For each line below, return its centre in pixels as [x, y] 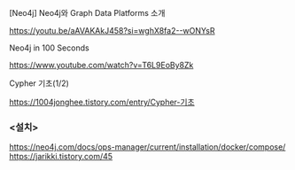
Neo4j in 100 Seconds [50, 48]
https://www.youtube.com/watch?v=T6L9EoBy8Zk [101, 65]
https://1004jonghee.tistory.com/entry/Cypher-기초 [102, 102]
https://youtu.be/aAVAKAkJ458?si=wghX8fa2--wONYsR [112, 31]
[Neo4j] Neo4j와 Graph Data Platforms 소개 [87, 13]
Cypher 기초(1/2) [39, 83]
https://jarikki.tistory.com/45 [61, 157]
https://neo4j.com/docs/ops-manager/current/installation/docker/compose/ [147, 147]
